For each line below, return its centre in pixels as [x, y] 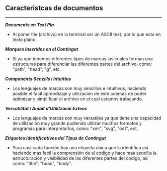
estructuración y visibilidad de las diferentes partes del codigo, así [80, 158]
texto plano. [25, 40]
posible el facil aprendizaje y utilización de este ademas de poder [79, 93]
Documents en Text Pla [30, 25]
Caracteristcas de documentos [54, 8]
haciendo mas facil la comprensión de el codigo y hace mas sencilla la [84, 153]
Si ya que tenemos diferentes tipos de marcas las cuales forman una [83, 58]
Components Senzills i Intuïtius [38, 79]
